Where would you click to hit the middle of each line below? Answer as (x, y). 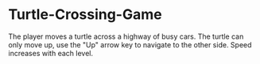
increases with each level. (51, 53)
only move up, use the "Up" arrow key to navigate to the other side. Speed (130, 44)
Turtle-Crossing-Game (85, 15)
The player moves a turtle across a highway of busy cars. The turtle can (126, 36)
